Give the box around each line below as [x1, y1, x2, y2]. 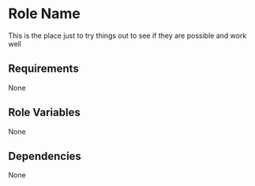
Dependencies [8, 149, 81, 162]
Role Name [8, 5, 81, 23]
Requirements [8, 62, 79, 76]
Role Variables [8, 106, 81, 119]
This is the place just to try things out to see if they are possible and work [8, 31, 247, 40]
